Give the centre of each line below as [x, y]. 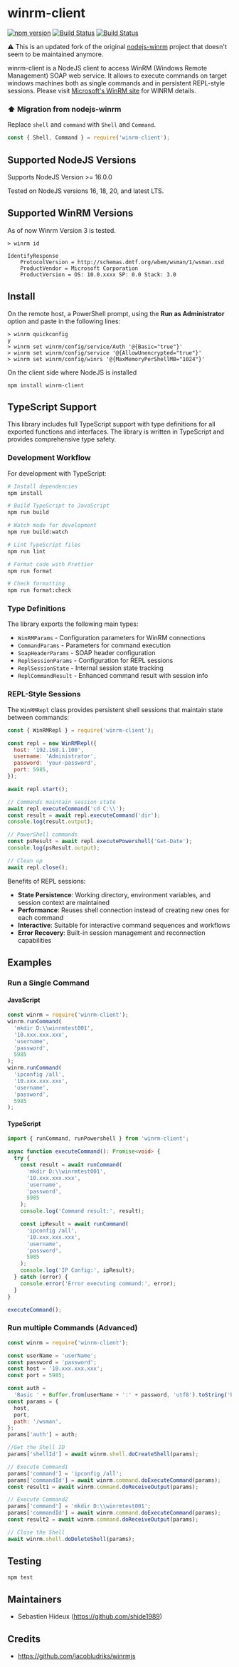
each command [41, 917]
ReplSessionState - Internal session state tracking [90, 668]
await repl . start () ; [38, 789]
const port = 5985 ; [36, 1376]
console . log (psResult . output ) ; [54, 848]
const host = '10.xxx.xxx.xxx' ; [55, 1369]
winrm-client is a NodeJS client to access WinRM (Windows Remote [107, 68]
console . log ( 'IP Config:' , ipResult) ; [78, 1270]
